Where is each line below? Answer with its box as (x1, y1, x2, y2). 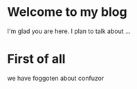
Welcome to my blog (7, 4, 127, 20)
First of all (7, 51, 66, 67)
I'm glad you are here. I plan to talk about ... (7, 27, 131, 35)
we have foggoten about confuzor (7, 74, 104, 82)
